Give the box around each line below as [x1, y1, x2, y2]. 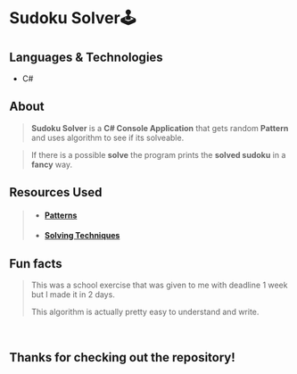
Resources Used [9, 185, 103, 200]
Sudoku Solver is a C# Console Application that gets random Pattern [30, 122, 289, 133]
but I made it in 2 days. [30, 289, 116, 300]
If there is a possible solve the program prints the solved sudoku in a [30, 149, 286, 160]
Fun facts [9, 256, 62, 271]
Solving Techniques [44, 230, 120, 241]
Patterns [44, 210, 78, 220]
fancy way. [30, 159, 73, 170]
